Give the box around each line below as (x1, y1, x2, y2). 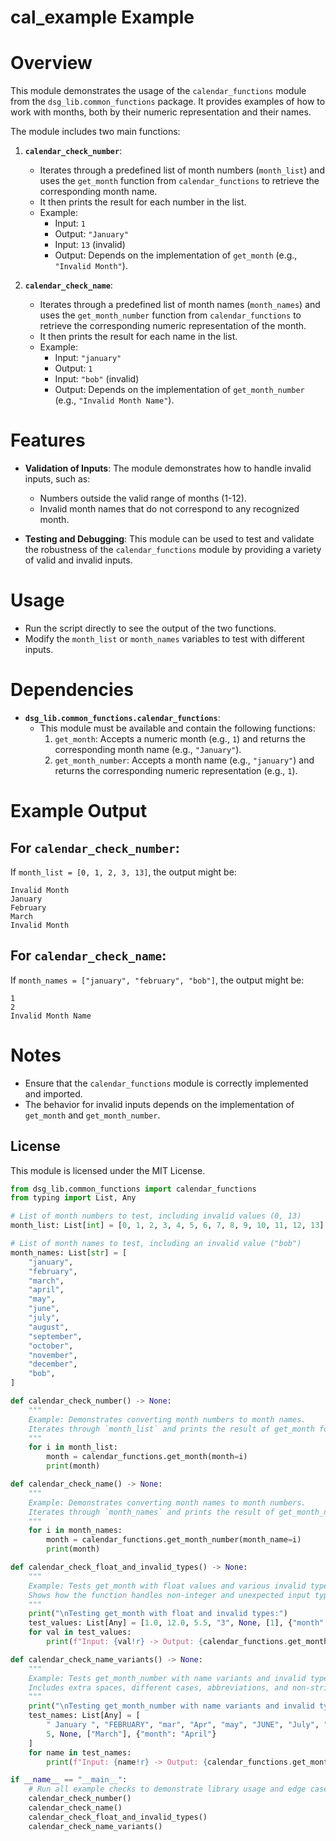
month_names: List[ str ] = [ (10, 1247, 128, 1258)
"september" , (28, 1331, 83, 1341)
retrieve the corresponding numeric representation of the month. (39, 320, 307, 332)
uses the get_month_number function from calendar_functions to (39, 309, 302, 321)
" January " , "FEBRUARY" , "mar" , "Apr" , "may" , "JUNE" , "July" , (46, 1720, 320, 1730)
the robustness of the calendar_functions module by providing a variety (24, 544, 322, 556)
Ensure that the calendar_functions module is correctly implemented (24, 1077, 309, 1089)
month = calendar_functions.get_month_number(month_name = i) (46, 1535, 302, 1545)
